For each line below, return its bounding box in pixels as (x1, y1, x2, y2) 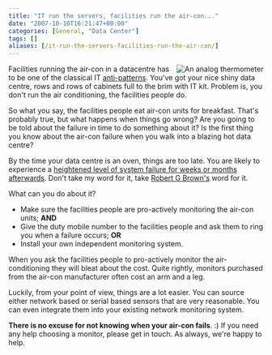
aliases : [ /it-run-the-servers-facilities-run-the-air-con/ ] (8, 42, 219, 50)
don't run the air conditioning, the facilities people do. (8, 90, 188, 100)
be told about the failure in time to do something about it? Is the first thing (8, 123, 253, 133)
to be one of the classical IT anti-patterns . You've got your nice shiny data (8, 73, 256, 83)
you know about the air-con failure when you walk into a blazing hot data (8, 131, 252, 142)
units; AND (19, 213, 57, 223)
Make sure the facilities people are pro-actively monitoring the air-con (19, 204, 254, 215)
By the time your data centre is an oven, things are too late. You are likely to (8, 156, 261, 166)
